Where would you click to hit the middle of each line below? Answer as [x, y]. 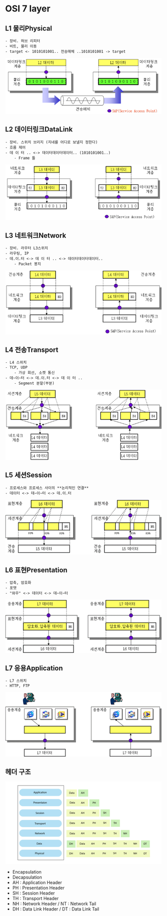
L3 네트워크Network [36, 235]
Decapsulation [27, 877]
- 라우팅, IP [17, 254]
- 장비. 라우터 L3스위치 [27, 248]
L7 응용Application [34, 668]
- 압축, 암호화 [18, 583]
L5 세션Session [29, 475]
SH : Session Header [34, 893]
